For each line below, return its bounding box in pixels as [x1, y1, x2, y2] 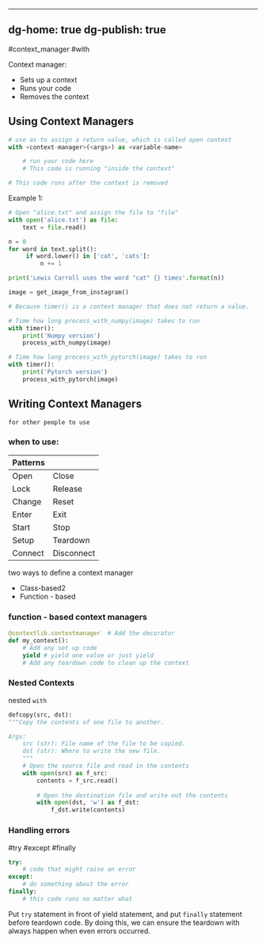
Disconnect [52, 547, 96, 558]
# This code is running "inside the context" [22, 165, 176, 173]
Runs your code [19, 83, 72, 93]
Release [52, 483, 83, 494]
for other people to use [8, 418, 90, 426]
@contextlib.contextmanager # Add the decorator [8, 629, 176, 637]
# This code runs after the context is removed [8, 179, 169, 187]
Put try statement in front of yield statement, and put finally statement [8, 909, 243, 918]
